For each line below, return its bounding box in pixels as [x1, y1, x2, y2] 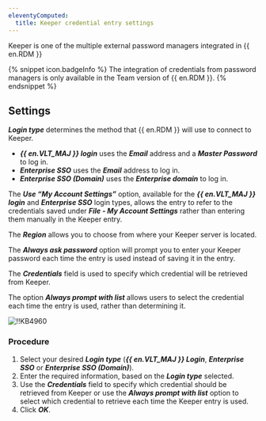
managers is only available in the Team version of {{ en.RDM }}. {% [8, 73, 227, 82]
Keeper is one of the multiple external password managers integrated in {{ [8, 40, 250, 50]
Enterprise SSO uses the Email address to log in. [19, 165, 180, 175]
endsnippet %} [8, 81, 57, 91]
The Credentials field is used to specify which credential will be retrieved [8, 269, 248, 279]
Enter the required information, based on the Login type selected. [19, 371, 235, 381]
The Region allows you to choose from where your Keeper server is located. [8, 230, 257, 240]
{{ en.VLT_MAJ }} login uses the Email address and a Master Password [19, 149, 258, 158]
